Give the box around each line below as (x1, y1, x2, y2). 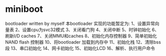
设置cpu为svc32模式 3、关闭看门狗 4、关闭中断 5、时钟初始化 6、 (22, 26, 159, 33)
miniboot (5, 3, 43, 15)
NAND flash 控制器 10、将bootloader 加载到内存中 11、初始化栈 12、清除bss (5, 39, 161, 45)
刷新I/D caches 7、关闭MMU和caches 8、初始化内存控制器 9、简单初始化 (5, 33, 157, 39)
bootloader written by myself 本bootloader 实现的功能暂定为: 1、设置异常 (5, 20, 155, 26)
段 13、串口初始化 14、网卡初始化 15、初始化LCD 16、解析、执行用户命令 (5, 45, 155, 51)
